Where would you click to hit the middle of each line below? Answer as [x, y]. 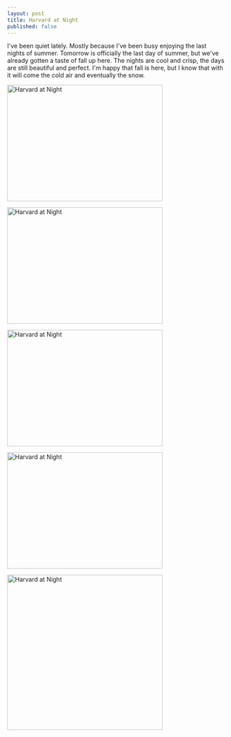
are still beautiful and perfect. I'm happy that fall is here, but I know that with [115, 68]
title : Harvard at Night [43, 20]
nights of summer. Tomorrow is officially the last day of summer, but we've [113, 53]
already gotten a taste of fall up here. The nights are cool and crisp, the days [116, 61]
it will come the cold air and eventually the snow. [76, 75]
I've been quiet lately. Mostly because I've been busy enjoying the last [107, 46]
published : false [32, 26]
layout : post [26, 13]
